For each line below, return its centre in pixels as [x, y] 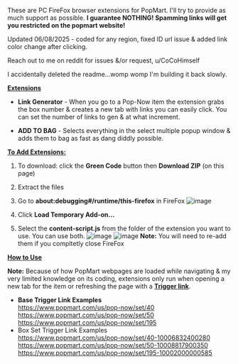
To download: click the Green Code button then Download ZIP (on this [121, 166]
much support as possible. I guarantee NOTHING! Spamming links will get [117, 18]
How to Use [25, 257]
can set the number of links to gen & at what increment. [99, 117]
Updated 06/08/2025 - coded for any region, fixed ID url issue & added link [118, 39]
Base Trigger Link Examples [60, 300]
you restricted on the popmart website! [66, 25]
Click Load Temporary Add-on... [66, 215]
